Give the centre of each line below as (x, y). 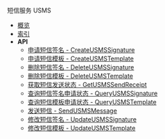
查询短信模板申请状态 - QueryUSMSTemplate (92, 102)
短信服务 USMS (29, 10)
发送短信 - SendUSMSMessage (72, 111)
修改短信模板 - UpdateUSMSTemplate (81, 128)
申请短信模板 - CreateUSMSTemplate (80, 58)
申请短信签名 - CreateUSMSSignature (81, 50)
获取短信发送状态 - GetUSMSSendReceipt (87, 84)
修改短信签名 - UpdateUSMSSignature (82, 119)
